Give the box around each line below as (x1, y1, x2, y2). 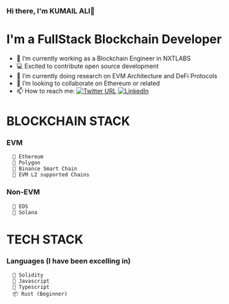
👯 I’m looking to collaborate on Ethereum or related (16, 79, 160, 87)
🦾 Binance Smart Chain (12, 165, 77, 172)
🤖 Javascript (12, 278, 50, 285)
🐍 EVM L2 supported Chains (12, 172, 90, 178)
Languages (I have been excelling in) (6, 256, 131, 266)
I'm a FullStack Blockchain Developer (6, 32, 222, 47)
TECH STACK (6, 231, 84, 247)
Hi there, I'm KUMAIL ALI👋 (6, 6, 95, 16)
